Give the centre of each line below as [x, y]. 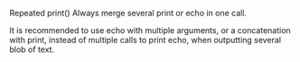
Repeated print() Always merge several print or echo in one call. [128, 13]
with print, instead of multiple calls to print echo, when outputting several [145, 40]
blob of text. [32, 49]
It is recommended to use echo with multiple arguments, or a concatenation [150, 30]
